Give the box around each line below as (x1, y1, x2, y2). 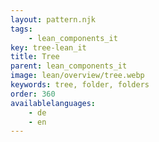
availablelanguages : (10, 98, 97, 108)
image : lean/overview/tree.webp (10, 71, 145, 81)
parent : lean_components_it (10, 61, 128, 71)
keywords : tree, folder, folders (10, 80, 150, 90)
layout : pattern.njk (10, 14, 97, 25)
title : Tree (10, 52, 60, 62)
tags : (10, 24, 33, 34)
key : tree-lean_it (10, 42, 87, 53)
